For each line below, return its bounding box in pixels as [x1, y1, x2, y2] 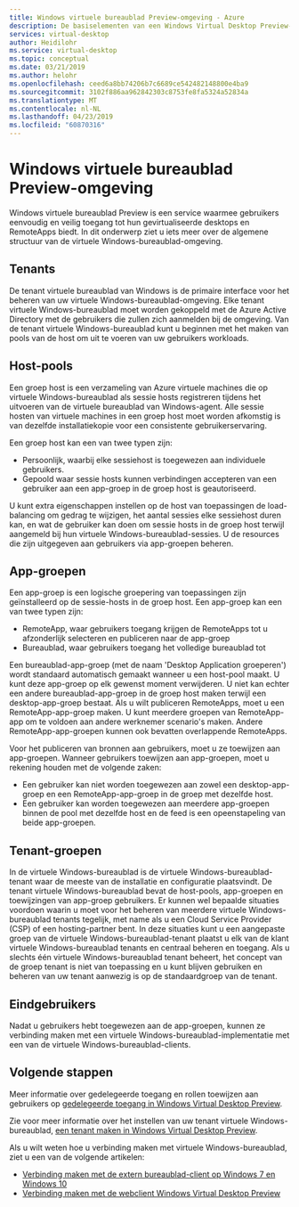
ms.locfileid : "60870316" [9, 121, 105, 130]
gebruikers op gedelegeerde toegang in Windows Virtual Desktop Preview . [9, 1097, 283, 1109]
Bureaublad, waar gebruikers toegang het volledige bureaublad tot [21, 642, 266, 653]
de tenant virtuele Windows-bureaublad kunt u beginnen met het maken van [9, 322, 289, 334]
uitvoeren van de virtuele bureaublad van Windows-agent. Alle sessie [9, 401, 264, 412]
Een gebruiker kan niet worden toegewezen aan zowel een [21, 779, 238, 790]
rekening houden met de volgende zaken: [9, 763, 162, 773]
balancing [9, 510, 46, 520]
